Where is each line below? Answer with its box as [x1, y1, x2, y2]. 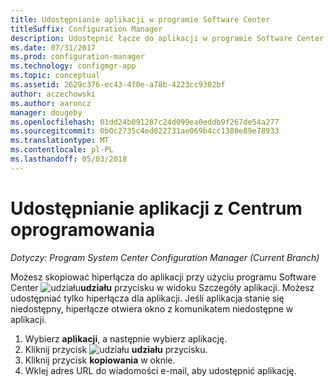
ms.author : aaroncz [10, 98, 92, 108]
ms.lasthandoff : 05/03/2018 [10, 154, 128, 164]
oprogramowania [10, 218, 156, 241]
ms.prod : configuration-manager [10, 52, 145, 62]
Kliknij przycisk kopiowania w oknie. [24, 354, 176, 366]
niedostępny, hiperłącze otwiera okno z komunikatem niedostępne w [10, 302, 294, 315]
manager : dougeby [10, 107, 83, 118]
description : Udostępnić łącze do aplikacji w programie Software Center [10, 33, 325, 43]
